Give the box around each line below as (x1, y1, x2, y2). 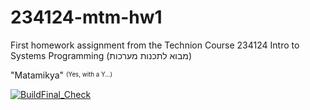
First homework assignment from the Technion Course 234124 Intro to (10, 39, 300, 51)
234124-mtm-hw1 (10, 6, 163, 29)
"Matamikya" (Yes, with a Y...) (10, 69, 113, 81)
